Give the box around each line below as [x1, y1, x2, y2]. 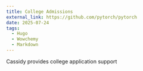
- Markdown [11, 42, 39, 48]
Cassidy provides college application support [6, 57, 117, 65]
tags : [6, 25, 20, 31]
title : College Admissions [6, 8, 73, 15]
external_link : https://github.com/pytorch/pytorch [6, 14, 137, 20]
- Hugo [11, 31, 28, 37]
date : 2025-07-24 [6, 20, 49, 25]
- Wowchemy [11, 36, 39, 42]
